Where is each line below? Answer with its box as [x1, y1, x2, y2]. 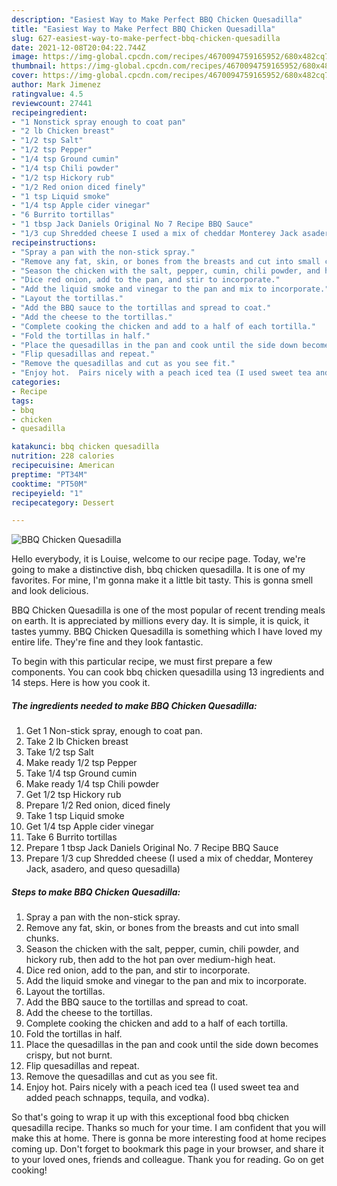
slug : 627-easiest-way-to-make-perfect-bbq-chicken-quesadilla [11, 33, 281, 43]
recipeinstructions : [11, 237, 98, 248]
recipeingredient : [11, 107, 88, 118]
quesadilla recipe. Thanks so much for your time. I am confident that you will [11, 1122, 326, 1134]
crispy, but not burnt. [25, 1049, 113, 1061]
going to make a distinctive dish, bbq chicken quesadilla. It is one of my [11, 564, 306, 576]
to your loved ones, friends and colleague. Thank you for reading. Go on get [11, 1154, 324, 1166]
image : [11, 52, 39, 62]
